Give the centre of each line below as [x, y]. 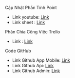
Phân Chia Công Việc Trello [33, 32]
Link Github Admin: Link [36, 71]
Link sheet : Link [28, 22]
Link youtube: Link [31, 17]
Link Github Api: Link [33, 65]
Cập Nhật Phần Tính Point [31, 8]
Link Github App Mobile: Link [41, 60]
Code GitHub [18, 51]
